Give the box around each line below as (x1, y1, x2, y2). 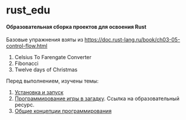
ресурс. (14, 101, 35, 108)
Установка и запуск (14, 89, 64, 96)
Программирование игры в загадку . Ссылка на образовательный (14, 95, 180, 102)
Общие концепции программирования (14, 108, 112, 115)
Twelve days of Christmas (14, 66, 78, 73)
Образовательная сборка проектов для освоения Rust (6, 23, 147, 30)
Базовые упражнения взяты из (6, 36, 83, 43)
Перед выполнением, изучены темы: (6, 77, 99, 85)
